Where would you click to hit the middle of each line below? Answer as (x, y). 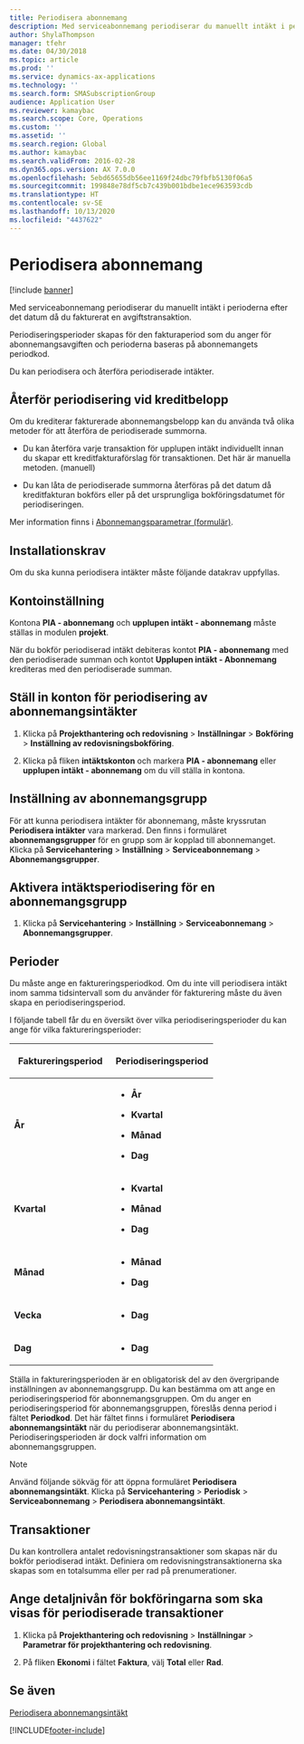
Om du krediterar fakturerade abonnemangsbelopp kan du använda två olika (152, 421)
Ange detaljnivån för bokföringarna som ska (137, 1599)
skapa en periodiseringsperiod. (67, 1002)
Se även (33, 1691)
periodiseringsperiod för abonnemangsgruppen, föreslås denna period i (143, 1408)
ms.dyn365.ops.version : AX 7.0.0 (72, 169)
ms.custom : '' (36, 128)
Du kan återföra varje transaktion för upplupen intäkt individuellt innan (153, 448)
